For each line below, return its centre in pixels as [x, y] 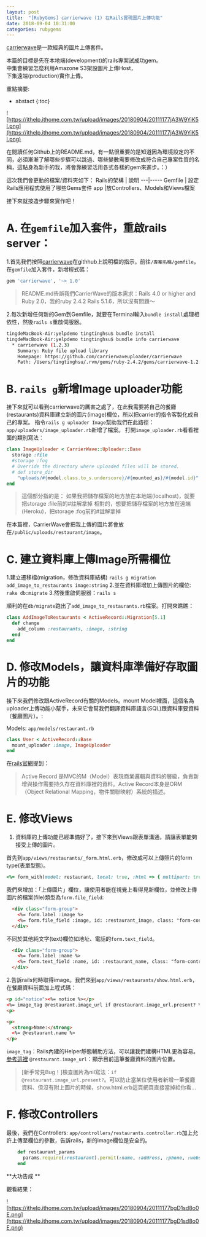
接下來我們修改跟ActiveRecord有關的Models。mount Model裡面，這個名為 [100, 701]
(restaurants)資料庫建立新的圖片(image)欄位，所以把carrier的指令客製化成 [100, 415]
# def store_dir [32, 472]
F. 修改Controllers [52, 1114]
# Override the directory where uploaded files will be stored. [96, 466]
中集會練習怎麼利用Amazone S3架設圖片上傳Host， [71, 68]
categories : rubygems [34, 29]
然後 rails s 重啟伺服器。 [54, 322]
